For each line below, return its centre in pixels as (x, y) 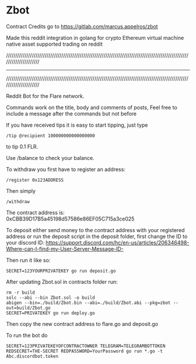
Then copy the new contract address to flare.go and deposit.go (82, 324)
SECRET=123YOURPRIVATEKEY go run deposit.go (61, 271)
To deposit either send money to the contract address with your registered (95, 230)
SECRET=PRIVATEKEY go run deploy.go (50, 313)
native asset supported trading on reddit (55, 44)
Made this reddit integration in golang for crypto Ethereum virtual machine (95, 38)
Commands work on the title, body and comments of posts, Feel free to (92, 107)
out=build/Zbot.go (28, 308)
